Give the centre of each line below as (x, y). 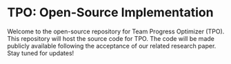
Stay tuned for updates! (41, 53)
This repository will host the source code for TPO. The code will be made (111, 38)
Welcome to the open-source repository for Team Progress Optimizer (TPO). (116, 31)
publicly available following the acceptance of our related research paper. (112, 46)
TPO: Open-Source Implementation (110, 13)
